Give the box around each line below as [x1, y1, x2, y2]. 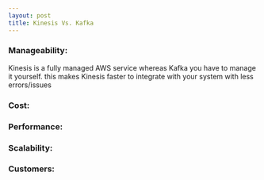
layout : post [8, 11, 52, 20]
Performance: [8, 121, 63, 132]
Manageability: [8, 45, 68, 56]
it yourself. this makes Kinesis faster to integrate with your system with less [8, 71, 254, 81]
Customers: [8, 163, 55, 174]
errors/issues [8, 80, 52, 90]
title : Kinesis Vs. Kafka [8, 19, 94, 27]
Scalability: [8, 142, 53, 153]
